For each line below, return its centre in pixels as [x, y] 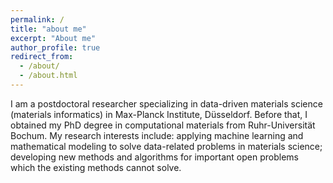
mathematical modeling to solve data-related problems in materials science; [166, 146]
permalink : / [37, 19]
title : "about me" [48, 29]
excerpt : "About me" [53, 38]
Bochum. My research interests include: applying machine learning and [157, 135]
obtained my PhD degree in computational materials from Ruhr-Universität [163, 125]
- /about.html [48, 76]
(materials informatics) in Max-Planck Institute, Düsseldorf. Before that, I [159, 114]
